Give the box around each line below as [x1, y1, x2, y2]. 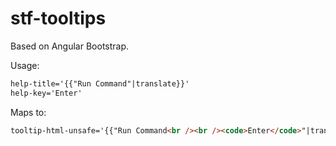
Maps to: [10, 106, 47, 118]
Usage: [10, 59, 40, 71]
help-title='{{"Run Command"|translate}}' [10, 78, 190, 89]
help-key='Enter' [10, 88, 83, 98]
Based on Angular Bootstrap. [10, 40, 130, 52]
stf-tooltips [10, 7, 107, 30]
